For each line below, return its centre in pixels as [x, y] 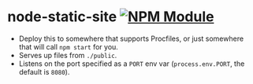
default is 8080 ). [44, 71]
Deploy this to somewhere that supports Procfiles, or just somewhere [131, 38]
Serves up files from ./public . [68, 55]
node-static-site [62, 17]
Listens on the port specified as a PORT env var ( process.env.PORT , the [132, 64]
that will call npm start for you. [69, 46]
